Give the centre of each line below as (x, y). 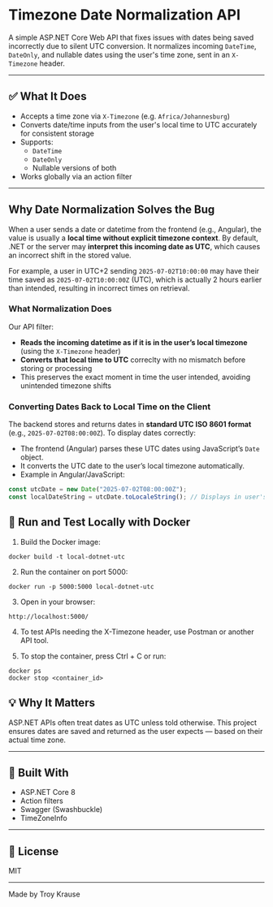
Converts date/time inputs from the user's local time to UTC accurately (139, 124)
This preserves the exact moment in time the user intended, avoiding (135, 377)
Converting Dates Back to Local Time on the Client (110, 406)
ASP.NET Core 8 (48, 793)
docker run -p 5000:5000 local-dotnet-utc (81, 586)
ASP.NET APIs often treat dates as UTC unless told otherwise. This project (133, 722)
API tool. (34, 640)
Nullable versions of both (74, 167)
